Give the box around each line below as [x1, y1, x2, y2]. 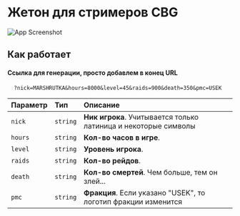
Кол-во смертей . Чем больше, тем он [83, 167, 218, 177]
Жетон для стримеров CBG [7, 4, 179, 21]
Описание [83, 100, 120, 110]
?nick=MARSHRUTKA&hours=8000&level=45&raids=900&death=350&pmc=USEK [14, 84, 222, 91]
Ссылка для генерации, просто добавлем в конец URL [7, 68, 179, 77]
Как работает [7, 48, 71, 61]
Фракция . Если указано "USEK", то [83, 187, 206, 197]
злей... [83, 176, 106, 186]
